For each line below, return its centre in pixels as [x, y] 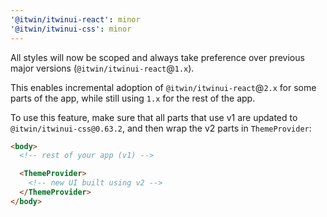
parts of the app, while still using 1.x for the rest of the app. [133, 98]
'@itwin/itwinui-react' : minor [75, 19]
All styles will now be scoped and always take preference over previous [157, 57]
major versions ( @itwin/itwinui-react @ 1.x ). [102, 68]
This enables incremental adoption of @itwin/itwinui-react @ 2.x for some [163, 87]
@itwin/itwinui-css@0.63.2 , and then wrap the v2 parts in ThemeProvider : [161, 128]
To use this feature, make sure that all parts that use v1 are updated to [154, 117]
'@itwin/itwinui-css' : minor [71, 29]
